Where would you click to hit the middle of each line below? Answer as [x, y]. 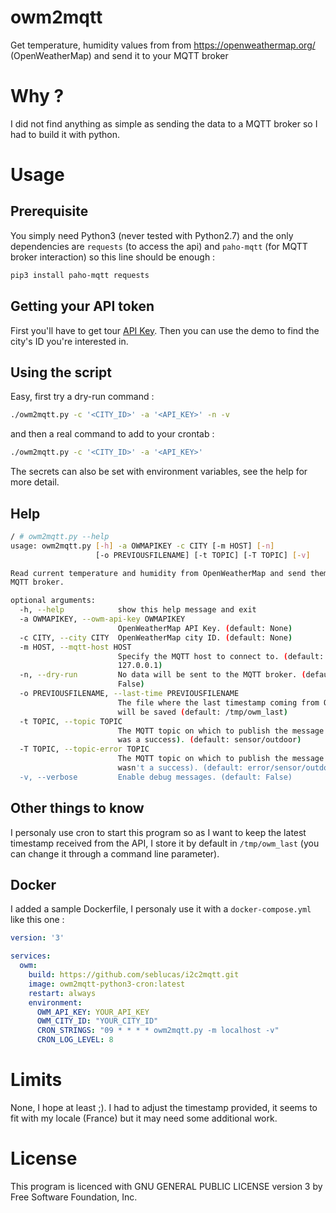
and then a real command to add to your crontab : [112, 434]
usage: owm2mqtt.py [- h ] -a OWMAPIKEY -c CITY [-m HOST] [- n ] [142, 546]
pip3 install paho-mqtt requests [80, 275]
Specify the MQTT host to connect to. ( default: [221, 656]
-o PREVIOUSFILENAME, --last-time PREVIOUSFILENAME [129, 694]
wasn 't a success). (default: [180, 768]
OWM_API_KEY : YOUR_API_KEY [93, 1012]
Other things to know [77, 808]
